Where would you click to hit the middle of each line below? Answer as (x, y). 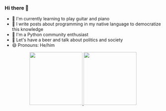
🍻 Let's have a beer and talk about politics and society (67, 40)
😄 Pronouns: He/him (33, 45)
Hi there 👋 (17, 8)
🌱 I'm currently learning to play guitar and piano (61, 19)
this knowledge (27, 29)
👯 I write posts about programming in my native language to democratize (86, 24)
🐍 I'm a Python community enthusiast (50, 35)
